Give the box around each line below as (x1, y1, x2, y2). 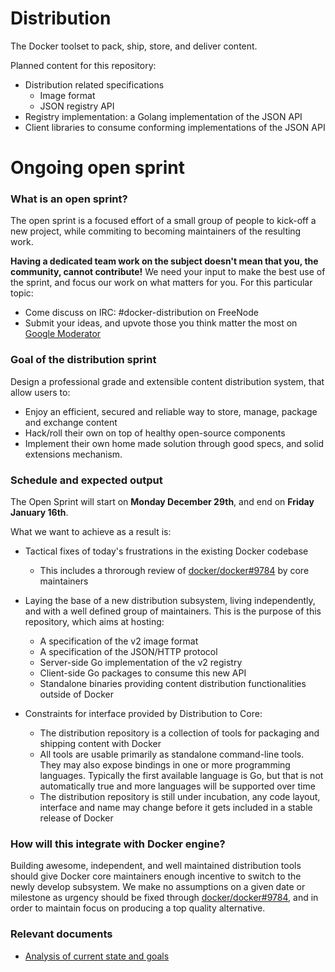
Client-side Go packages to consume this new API (39, 667, 247, 679)
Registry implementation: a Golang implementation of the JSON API (24, 110, 303, 122)
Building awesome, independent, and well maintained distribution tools (10, 860, 302, 872)
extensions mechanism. (24, 448, 123, 460)
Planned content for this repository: (10, 59, 157, 71)
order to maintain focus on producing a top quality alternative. (10, 902, 266, 914)
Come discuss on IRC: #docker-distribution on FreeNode (24, 307, 259, 319)
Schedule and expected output (10, 473, 163, 487)
